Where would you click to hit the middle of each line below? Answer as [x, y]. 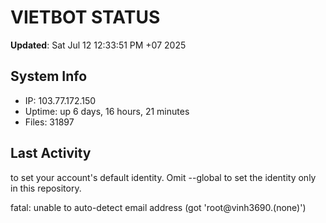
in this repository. [46, 188]
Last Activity [51, 153]
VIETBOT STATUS [85, 17]
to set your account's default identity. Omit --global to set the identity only [163, 177]
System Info [49, 76]
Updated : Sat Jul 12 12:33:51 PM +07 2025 [98, 45]
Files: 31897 [49, 122]
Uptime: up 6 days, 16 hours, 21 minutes [107, 111]
